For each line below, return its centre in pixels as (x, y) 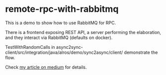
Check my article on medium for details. (46, 67)
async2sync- (70, 47)
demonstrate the (141, 52)
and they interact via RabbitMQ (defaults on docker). (59, 37)
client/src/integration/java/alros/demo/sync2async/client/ (64, 52)
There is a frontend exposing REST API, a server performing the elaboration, (83, 32)
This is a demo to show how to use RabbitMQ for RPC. (61, 23)
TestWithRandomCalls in (30, 47)
